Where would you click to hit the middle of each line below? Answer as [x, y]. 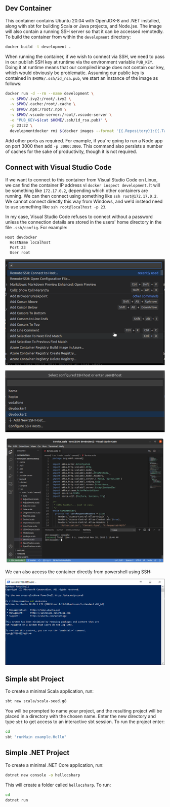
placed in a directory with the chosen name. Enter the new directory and [80, 717]
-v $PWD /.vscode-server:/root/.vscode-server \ [61, 115]
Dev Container [29, 8]
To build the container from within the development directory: [68, 37]
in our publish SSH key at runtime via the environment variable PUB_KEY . [79, 62]
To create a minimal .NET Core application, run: [54, 765]
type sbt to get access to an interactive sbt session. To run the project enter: [85, 722]
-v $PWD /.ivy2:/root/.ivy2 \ [40, 99]
